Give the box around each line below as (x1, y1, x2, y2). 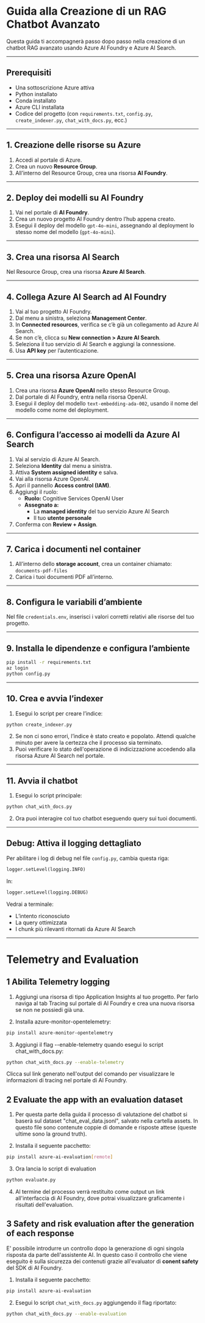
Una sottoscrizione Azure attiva (15, 84, 95, 91)
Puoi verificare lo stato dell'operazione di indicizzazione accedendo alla (15, 745, 196, 753)
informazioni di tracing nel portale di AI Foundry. (6, 1077, 128, 1084)
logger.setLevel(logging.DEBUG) (6, 889, 88, 895)
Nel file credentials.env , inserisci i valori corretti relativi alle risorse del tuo (6, 613, 195, 620)
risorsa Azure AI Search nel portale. (15, 752, 105, 759)
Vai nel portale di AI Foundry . (15, 209, 90, 216)
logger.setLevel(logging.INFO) (6, 866, 86, 872)
